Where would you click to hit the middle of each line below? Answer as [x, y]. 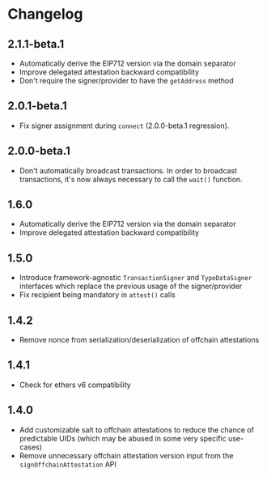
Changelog [45, 14]
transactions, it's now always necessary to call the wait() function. [131, 179]
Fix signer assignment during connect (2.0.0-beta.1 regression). [124, 126]
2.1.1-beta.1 [36, 44]
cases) [30, 447]
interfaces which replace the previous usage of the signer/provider [131, 286]
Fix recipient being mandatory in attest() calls [97, 295]
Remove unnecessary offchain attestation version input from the [126, 455]
